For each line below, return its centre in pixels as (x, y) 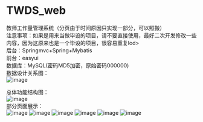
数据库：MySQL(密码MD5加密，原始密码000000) (68, 65)
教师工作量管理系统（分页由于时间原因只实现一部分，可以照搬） (85, 28)
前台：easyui (23, 58)
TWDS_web (36, 11)
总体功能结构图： (27, 92)
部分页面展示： (25, 106)
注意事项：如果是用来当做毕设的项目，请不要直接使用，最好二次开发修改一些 (101, 35)
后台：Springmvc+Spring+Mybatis (49, 50)
